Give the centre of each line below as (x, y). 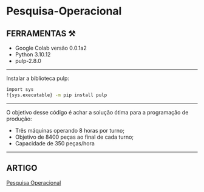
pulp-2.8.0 (28, 61)
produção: (19, 119)
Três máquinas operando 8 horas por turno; (70, 130)
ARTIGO (22, 168)
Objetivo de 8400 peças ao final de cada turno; (74, 137)
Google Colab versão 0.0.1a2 (51, 48)
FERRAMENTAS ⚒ (41, 34)
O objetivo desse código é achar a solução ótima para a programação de (97, 112)
